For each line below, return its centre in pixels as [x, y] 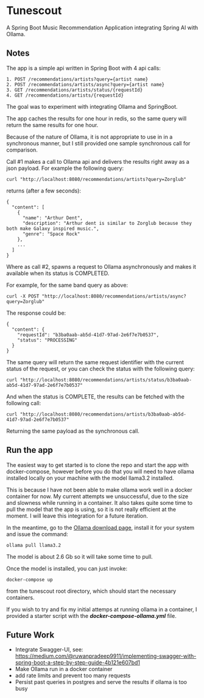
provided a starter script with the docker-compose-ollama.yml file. [91, 615]
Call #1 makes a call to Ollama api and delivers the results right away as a [98, 161]
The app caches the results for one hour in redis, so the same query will [97, 118]
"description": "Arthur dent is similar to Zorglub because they [107, 223]
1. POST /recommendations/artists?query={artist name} [77, 79]
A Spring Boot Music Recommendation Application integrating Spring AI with [102, 28]
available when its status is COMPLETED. [58, 273]
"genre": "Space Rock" [51, 234]
